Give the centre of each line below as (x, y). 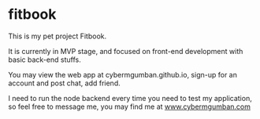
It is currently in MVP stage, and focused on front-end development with (126, 51)
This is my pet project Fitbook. (58, 36)
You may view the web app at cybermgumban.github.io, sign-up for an (123, 74)
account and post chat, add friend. (64, 83)
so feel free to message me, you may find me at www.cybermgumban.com (129, 106)
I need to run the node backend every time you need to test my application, (130, 98)
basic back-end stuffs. (45, 59)
